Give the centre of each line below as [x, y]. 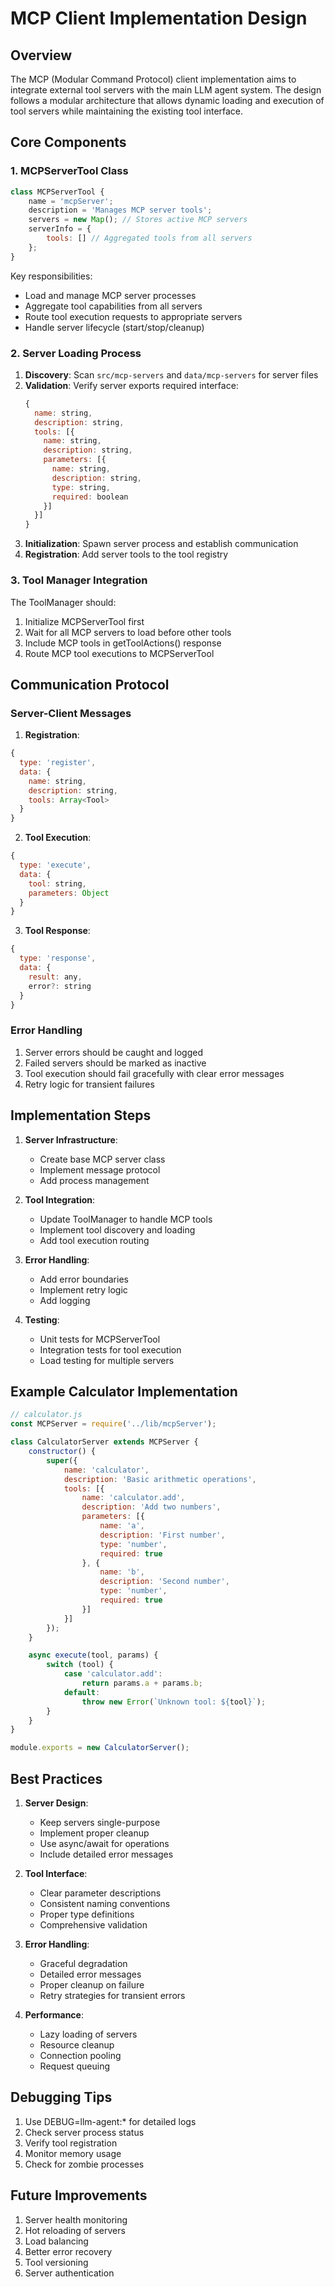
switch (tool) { [80, 1665]
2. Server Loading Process [76, 353]
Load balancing [56, 2241]
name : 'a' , [122, 1526]
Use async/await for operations [104, 1843]
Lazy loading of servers [88, 2034]
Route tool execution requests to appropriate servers [133, 316]
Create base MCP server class [102, 1159]
